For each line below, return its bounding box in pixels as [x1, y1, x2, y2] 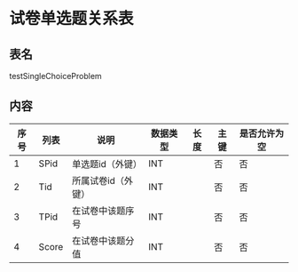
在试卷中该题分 [72, 234, 135, 246]
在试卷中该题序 [72, 204, 135, 217]
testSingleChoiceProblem [9, 71, 102, 81]
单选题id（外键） [72, 157, 142, 170]
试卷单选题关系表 [9, 9, 135, 28]
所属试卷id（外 [72, 174, 133, 187]
